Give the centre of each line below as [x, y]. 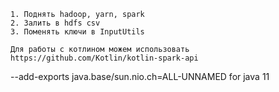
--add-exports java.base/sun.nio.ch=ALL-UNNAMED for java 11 [140, 76]
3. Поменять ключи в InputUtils [77, 32]
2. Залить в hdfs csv [55, 23]
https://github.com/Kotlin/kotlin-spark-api [104, 58]
